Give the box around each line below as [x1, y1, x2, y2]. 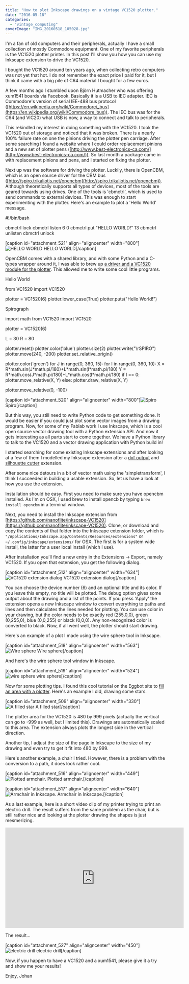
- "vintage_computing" [10, 21, 58, 27]
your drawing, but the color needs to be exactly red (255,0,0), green [5, 612, 148, 618]
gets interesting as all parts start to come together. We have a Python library [5, 434, 166, 440]
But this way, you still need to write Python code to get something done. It [5, 412, 160, 418]
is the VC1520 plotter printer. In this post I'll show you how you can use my [5, 52, 162, 58]
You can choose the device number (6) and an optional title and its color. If [5, 584, 162, 591]
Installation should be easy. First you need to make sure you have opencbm [5, 491, 164, 497]
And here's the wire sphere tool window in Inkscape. [5, 658, 116, 664]
